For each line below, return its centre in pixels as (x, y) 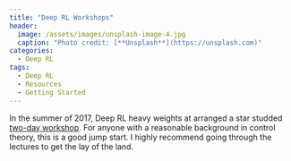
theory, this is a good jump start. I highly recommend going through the (141, 137)
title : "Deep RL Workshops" (62, 17)
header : (24, 26)
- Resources (40, 84)
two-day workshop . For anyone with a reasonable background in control (142, 127)
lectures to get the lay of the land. (72, 146)
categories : (31, 51)
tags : (19, 68)
